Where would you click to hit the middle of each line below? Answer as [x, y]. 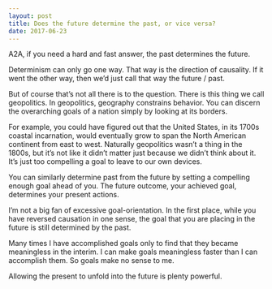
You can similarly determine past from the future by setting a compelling [129, 177]
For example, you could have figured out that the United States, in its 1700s [134, 127]
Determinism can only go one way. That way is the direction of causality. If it [136, 70]
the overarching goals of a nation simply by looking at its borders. [118, 111]
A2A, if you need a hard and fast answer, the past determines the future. [129, 54]
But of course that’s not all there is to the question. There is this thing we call [136, 94]
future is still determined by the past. [70, 227]
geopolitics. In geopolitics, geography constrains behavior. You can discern [134, 103]
